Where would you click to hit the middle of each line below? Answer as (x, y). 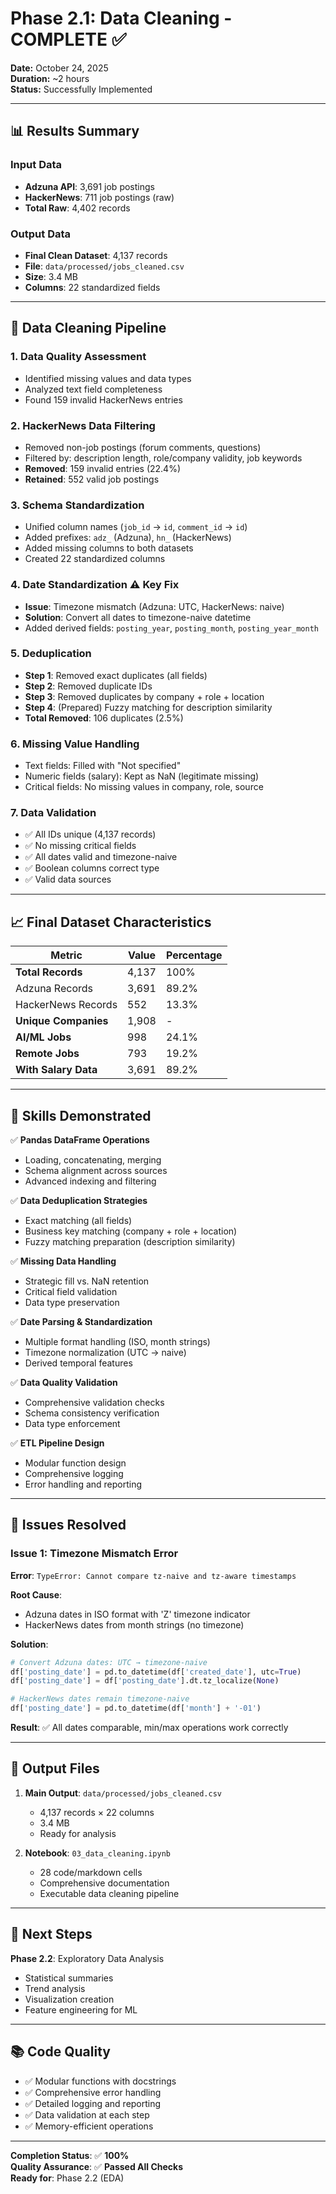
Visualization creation (69, 1999)
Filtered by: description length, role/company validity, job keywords (163, 458)
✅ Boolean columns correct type (92, 868)
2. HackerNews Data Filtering (83, 425)
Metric (66, 955)
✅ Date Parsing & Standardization (81, 1322)
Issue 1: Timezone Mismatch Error (94, 1554)
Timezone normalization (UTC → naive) (105, 1353)
